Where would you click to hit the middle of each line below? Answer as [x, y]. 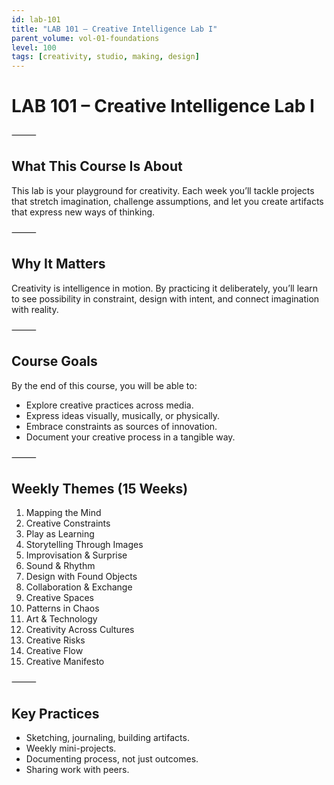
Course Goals [54, 361]
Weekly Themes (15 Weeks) [100, 488]
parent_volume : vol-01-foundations [85, 38]
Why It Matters [58, 264]
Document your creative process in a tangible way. [130, 437]
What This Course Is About [97, 166]
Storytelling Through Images [84, 545]
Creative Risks [55, 640]
